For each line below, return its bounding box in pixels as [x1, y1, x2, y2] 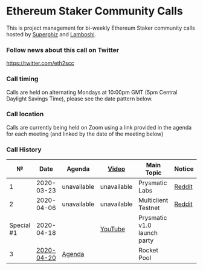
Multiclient [138, 196, 169, 205]
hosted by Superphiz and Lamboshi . [6, 30, 97, 38]
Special [9, 221, 31, 229]
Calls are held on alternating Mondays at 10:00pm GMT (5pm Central [6, 88, 178, 96]
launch [138, 229, 158, 237]
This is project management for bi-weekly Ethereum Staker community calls [6, 24, 195, 31]
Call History [6, 145, 42, 154]
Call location [6, 110, 44, 119]
